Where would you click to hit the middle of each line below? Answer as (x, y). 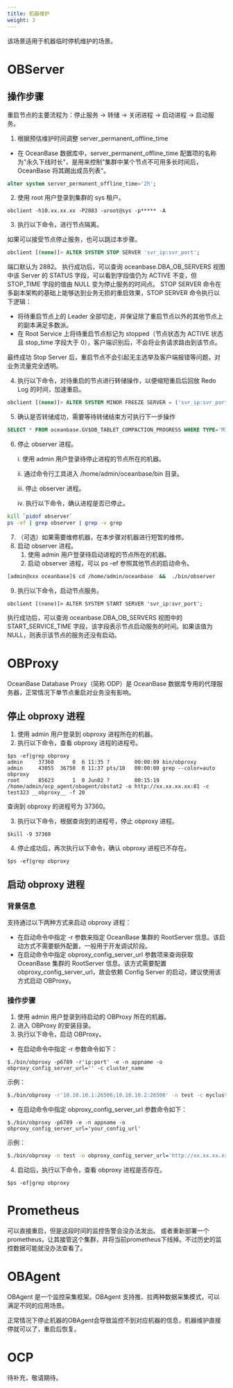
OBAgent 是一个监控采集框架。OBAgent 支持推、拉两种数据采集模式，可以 (114, 1297)
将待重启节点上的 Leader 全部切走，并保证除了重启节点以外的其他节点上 (120, 317)
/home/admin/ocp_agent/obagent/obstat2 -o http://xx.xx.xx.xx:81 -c (108, 787)
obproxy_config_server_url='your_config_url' (74, 1129)
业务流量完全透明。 (35, 366)
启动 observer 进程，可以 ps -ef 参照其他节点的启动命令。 (110, 563)
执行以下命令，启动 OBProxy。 (61, 1035)
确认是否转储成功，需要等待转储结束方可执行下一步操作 (96, 417)
